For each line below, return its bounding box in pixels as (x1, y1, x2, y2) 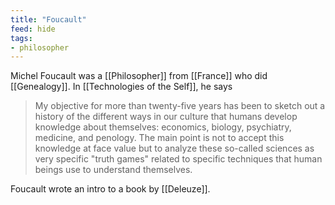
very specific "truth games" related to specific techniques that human (34, 153, 323, 165)
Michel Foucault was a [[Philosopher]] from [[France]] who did (10, 70, 268, 82)
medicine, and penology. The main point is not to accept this (34, 132, 285, 144)
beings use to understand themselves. (34, 164, 193, 176)
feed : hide (10, 24, 56, 34)
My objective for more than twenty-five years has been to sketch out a (34, 100, 326, 112)
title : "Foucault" (10, 14, 87, 25)
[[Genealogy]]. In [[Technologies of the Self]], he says (10, 81, 233, 93)
